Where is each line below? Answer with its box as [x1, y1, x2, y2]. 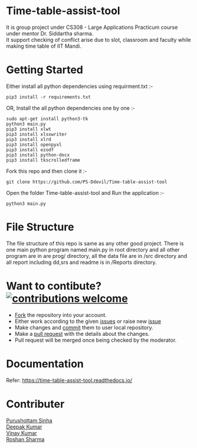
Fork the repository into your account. [14, 311, 107, 318]
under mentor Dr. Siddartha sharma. [6, 30, 94, 37]
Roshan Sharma [6, 436, 45, 443]
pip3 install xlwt [6, 126, 51, 132]
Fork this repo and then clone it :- [6, 167, 87, 175]
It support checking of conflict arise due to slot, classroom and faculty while [6, 36, 191, 43]
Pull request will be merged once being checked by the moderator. [14, 336, 177, 344]
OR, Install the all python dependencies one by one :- [6, 104, 136, 112]
